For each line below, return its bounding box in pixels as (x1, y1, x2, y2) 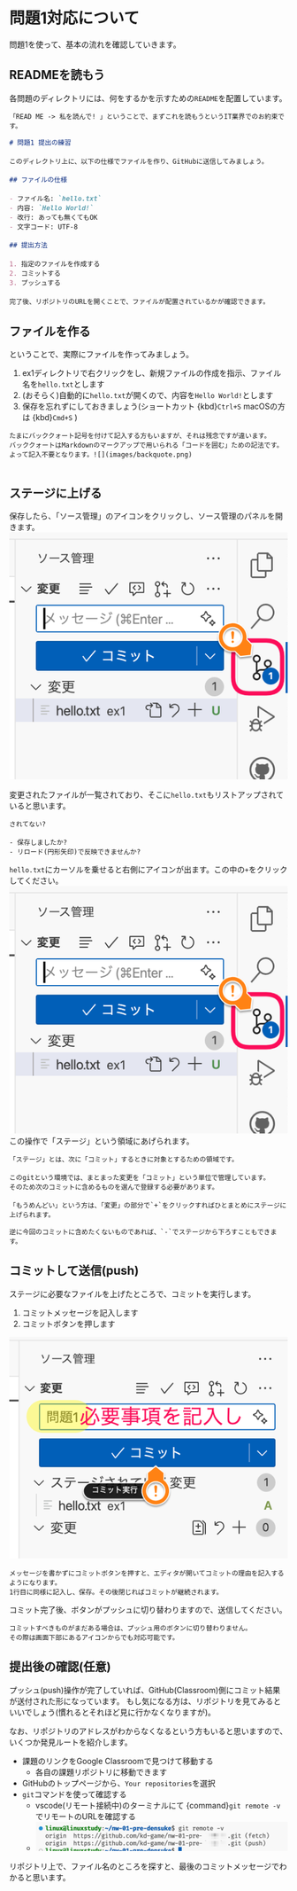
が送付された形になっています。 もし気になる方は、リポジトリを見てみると (9, 1695, 281, 1707)
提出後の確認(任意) (9, 1660, 111, 1675)
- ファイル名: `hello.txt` (9, 194, 102, 203)
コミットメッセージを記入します (21, 1307, 139, 1317)
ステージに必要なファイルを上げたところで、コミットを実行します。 (9, 1288, 256, 1299)
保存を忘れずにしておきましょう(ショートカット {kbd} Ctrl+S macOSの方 (21, 401, 286, 412)
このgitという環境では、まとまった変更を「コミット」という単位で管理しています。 (9, 1173, 270, 1182)
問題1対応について (9, 8, 140, 28)
